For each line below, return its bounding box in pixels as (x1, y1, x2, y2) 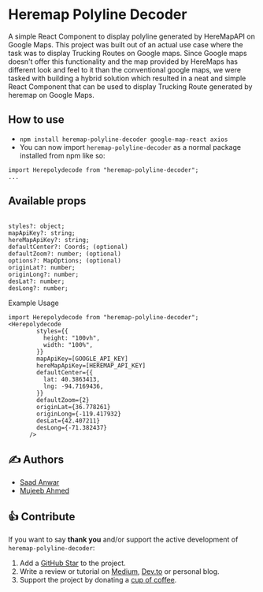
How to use (8, 113, 65, 127)
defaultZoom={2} (36, 396, 90, 404)
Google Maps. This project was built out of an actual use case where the (8, 39, 243, 49)
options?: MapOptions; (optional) (8, 256, 122, 265)
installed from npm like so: (19, 151, 106, 160)
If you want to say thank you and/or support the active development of (8, 534, 239, 545)
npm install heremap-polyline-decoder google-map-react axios (19, 136, 228, 143)
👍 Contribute (8, 510, 76, 523)
